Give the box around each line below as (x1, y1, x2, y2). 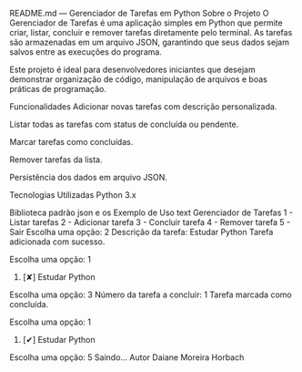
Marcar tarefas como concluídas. (9, 137, 134, 147)
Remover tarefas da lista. (9, 154, 103, 165)
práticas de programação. (9, 84, 106, 94)
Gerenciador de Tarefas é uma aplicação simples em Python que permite (9, 17, 284, 28)
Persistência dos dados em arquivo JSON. (9, 172, 168, 182)
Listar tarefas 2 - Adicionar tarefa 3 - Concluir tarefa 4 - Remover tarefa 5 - (9, 217, 291, 227)
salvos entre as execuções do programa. (9, 46, 162, 57)
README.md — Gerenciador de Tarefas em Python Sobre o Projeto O (9, 8, 270, 18)
